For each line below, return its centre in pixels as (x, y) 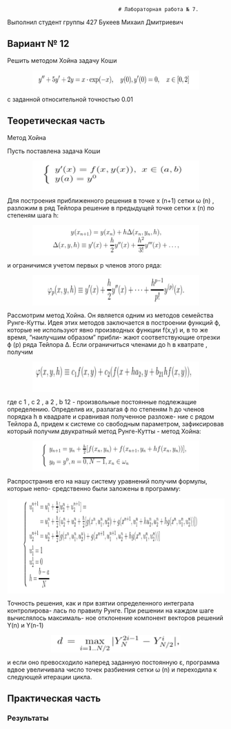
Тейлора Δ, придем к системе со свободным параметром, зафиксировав (115, 424)
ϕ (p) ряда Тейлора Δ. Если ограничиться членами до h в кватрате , (108, 345)
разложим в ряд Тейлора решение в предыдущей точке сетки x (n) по (111, 208)
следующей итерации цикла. (50, 677)
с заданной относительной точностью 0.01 (70, 99)
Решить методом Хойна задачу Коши (62, 60)
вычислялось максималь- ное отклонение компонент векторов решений (115, 618)
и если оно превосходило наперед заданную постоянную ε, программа (113, 662)
